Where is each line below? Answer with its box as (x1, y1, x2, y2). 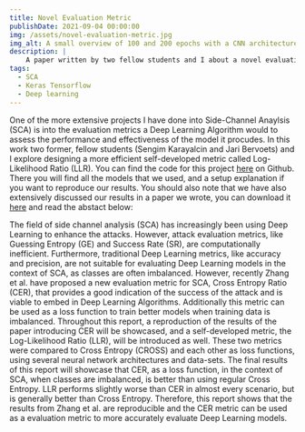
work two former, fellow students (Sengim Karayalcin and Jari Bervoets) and (9, 143, 295, 155)
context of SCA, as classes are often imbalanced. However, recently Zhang (9, 267, 290, 278)
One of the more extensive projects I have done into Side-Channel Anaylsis (9, 115, 290, 126)
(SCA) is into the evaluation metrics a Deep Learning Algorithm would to (9, 124, 279, 135)
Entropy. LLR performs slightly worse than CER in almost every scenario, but (9, 383, 295, 394)
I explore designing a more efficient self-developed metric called (9, 153, 251, 164)
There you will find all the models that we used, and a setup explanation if (9, 172, 285, 183)
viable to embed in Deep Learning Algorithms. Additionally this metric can (9, 296, 285, 307)
